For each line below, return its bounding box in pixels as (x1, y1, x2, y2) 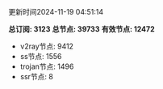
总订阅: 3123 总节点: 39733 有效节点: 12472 (8, 24, 155, 34)
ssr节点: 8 (19, 72, 54, 81)
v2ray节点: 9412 (19, 41, 74, 51)
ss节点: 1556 (19, 52, 62, 61)
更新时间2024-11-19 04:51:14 (8, 7, 103, 16)
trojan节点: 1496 (19, 61, 74, 71)
